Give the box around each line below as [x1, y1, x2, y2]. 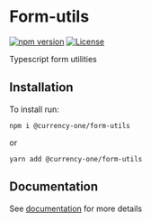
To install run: [9, 104, 60, 115]
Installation [9, 79, 74, 96]
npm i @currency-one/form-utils [9, 121, 130, 130]
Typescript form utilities [9, 53, 97, 64]
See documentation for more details [9, 203, 142, 214]
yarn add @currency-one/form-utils [9, 154, 143, 163]
